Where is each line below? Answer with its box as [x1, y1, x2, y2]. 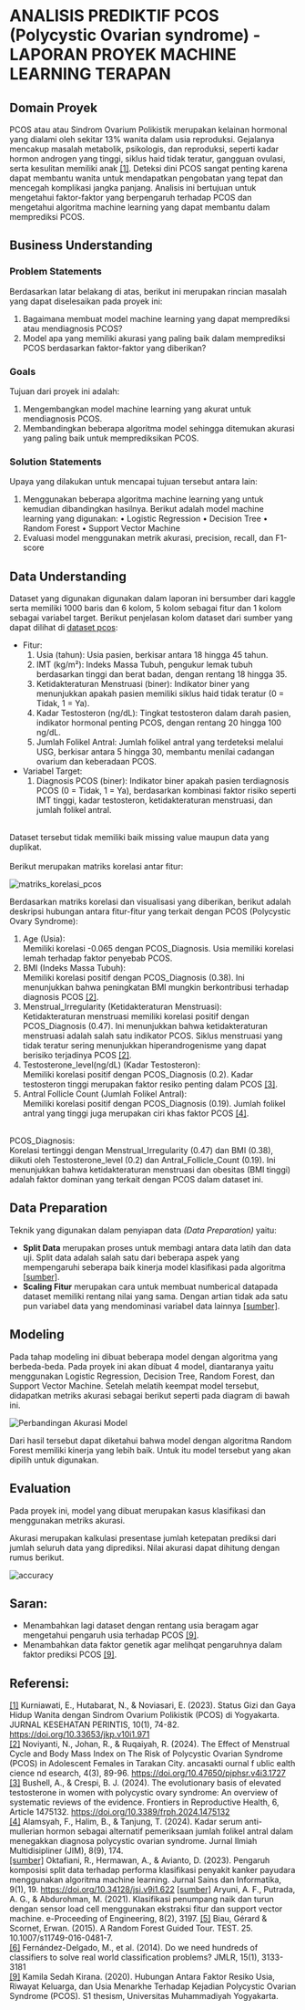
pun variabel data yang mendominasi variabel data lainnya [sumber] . [22, 1300, 280, 1311]
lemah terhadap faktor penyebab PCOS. [22, 953, 173, 963]
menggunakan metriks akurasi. [9, 1515, 126, 1526]
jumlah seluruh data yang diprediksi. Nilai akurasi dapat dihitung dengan [9, 1542, 280, 1553]
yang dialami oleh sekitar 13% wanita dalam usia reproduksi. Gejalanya [9, 134, 275, 144]
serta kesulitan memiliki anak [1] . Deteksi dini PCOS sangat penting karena [9, 163, 289, 173]
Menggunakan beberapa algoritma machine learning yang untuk [22, 494, 264, 505]
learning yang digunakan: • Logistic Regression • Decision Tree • [22, 513, 269, 525]
